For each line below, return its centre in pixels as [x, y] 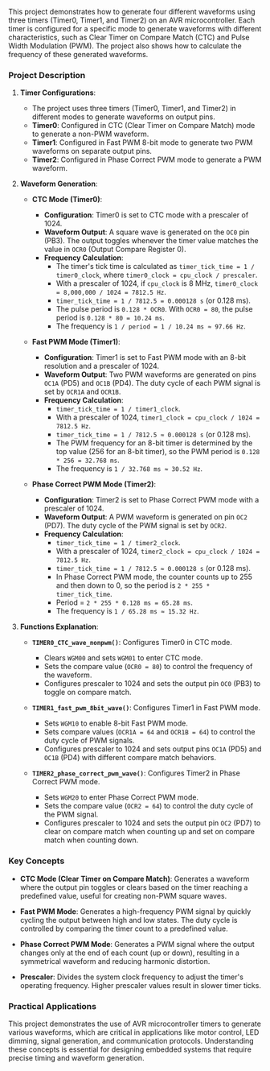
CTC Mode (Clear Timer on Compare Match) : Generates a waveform [135, 879]
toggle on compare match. [88, 693]
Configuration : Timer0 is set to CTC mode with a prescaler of [146, 215]
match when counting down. [91, 840]
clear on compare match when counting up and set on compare [149, 832]
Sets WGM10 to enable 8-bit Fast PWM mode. [116, 723]
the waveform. [68, 675]
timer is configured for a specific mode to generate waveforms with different [135, 29]
